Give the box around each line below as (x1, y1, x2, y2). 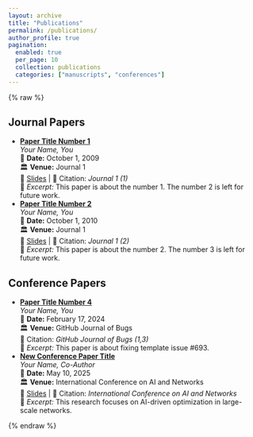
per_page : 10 (15, 56, 59, 64)
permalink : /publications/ (8, 26, 98, 34)
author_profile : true (8, 33, 80, 42)
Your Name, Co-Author (19, 360, 95, 369)
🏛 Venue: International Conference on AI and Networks (19, 377, 204, 387)
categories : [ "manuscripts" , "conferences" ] (15, 71, 165, 79)
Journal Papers (8, 116, 86, 130)
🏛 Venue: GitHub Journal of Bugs (19, 323, 133, 333)
